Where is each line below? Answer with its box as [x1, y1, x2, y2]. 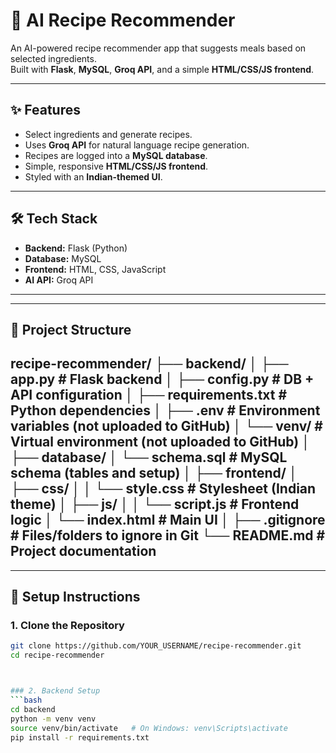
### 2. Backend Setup [10, 686, 101, 696]
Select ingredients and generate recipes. [24, 128, 193, 140]
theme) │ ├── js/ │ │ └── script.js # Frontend [10, 496, 300, 513]
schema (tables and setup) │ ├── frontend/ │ [10, 465, 298, 482]
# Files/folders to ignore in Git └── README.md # [10, 527, 326, 544]
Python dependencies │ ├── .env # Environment [10, 402, 321, 419]
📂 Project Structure [10, 321, 132, 338]
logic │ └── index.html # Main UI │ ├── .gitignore [10, 512, 326, 529]
